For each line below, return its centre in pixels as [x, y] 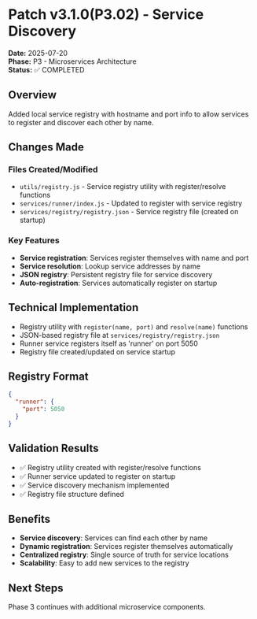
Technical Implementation [73, 308]
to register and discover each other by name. [81, 122]
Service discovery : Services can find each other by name [114, 538]
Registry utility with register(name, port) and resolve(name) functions [134, 326]
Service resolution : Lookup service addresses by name [110, 266]
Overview [33, 95]
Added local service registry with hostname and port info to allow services [128, 114]
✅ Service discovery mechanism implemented [94, 485]
